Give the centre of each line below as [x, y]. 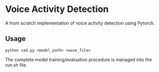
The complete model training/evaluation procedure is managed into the [78, 59]
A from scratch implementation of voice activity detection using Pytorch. [80, 23]
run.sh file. [16, 65]
